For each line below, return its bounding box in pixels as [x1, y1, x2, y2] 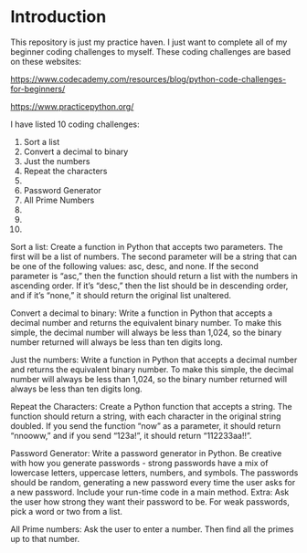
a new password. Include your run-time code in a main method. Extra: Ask [10, 486, 290, 497]
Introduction [10, 6, 107, 27]
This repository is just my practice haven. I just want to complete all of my [10, 37, 288, 47]
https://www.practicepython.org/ [10, 100, 134, 111]
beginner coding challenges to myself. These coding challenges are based [10, 46, 291, 57]
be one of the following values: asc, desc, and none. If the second [10, 260, 259, 271]
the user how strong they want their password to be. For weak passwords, [10, 496, 291, 507]
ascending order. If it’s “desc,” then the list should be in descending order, [10, 280, 289, 291]
